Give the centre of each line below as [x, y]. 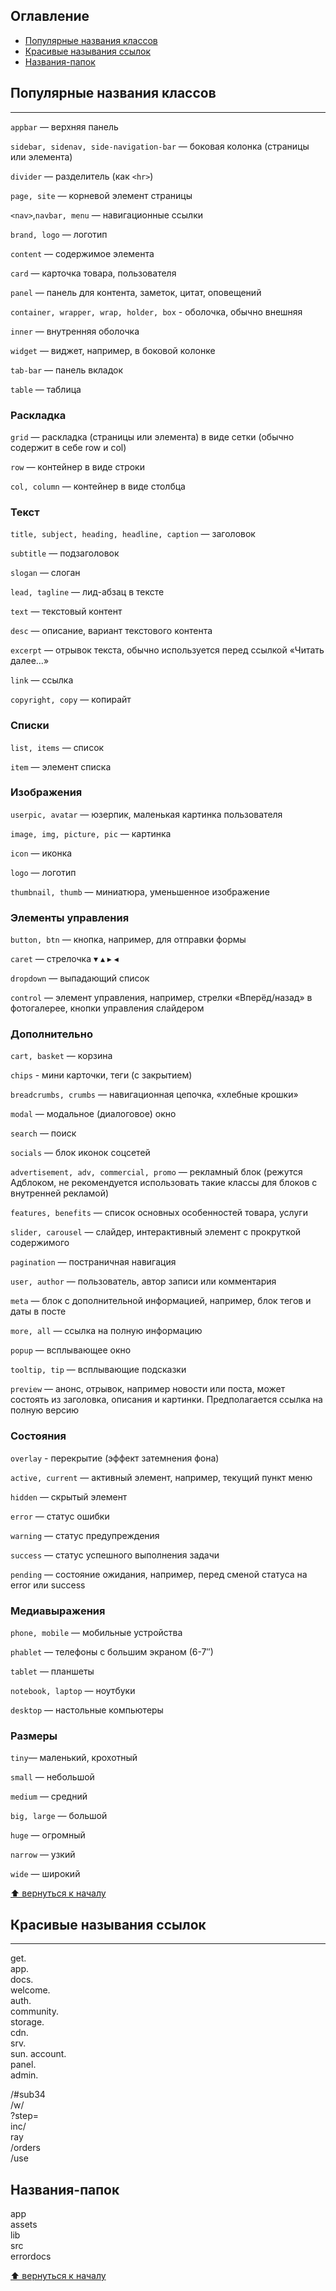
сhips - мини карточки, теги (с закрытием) [101, 1075]
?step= [24, 2116]
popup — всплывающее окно [71, 1350]
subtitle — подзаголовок [65, 553]
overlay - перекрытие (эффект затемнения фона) [115, 1458]
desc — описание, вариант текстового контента [111, 631]
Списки [30, 726]
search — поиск [43, 1133]
